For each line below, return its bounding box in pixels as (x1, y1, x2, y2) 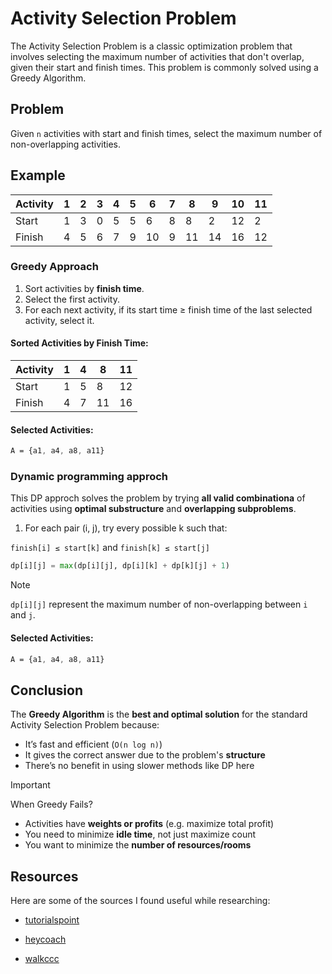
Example (10, 167, 66, 184)
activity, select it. (24, 314, 95, 326)
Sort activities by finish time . (24, 282, 145, 294)
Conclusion (10, 682, 84, 699)
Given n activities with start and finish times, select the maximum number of (10, 127, 323, 139)
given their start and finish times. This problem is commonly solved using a (10, 61, 319, 73)
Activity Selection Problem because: (10, 719, 160, 731)
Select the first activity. (24, 293, 120, 305)
